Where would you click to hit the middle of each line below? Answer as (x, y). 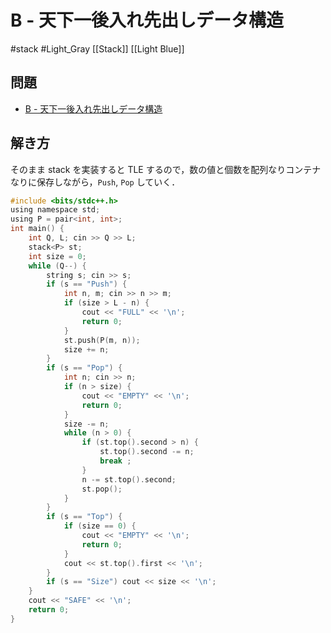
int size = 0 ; (57, 256)
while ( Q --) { (57, 266)
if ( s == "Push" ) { (87, 284)
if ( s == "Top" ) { (84, 517)
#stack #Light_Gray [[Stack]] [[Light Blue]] (97, 48)
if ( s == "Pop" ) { (84, 368)
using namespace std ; (55, 210)
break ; (115, 461)
